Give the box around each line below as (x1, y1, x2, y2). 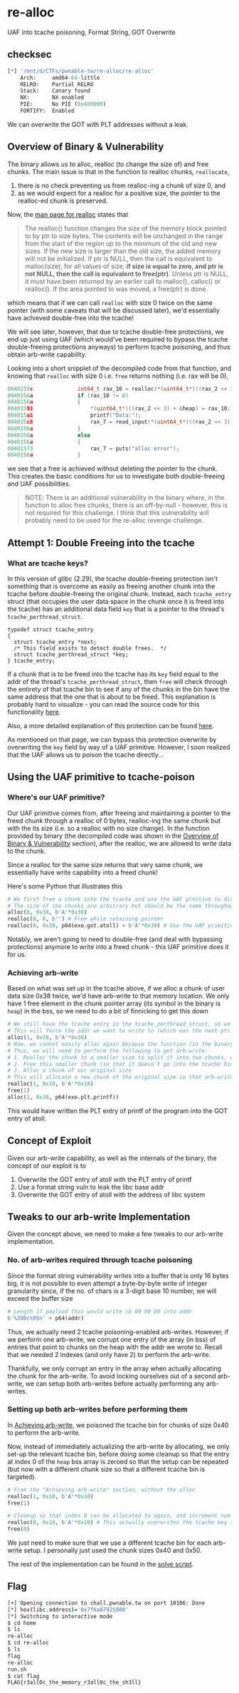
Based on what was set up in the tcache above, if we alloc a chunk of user (7, 984, 225, 993)
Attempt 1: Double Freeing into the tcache (7, 536, 195, 549)
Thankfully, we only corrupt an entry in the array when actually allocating (7, 1364, 222, 1373)
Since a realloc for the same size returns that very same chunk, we (7, 860, 203, 869)
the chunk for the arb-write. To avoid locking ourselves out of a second (7, 1371, 216, 1380)
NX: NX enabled (20, 94, 84, 101)
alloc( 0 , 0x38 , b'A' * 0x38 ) (7, 909, 87, 916)
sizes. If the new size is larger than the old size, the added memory (24, 247, 222, 255)
